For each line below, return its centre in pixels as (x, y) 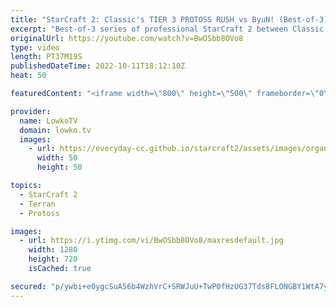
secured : (28, 286)
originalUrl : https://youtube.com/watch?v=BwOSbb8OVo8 (127, 38)
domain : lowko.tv (55, 130)
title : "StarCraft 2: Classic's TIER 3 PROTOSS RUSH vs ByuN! (142, 19)
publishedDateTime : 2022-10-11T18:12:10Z (98, 66)
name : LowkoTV (48, 121)
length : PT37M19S (46, 57)
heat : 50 (28, 76)
